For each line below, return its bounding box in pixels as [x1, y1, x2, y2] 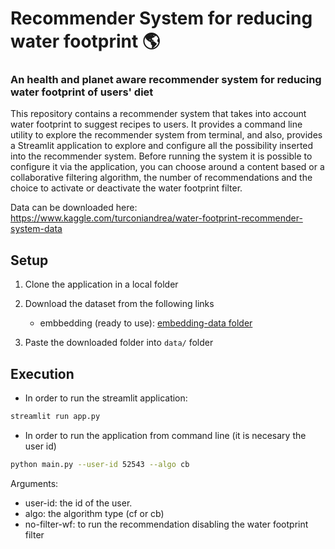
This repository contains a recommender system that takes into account [10, 108, 307, 120]
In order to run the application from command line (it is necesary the [24, 429, 307, 441]
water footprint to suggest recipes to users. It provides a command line [10, 118, 303, 131]
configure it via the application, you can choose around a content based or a [10, 161, 325, 173]
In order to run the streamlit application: [24, 392, 188, 404]
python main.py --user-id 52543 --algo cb [10, 459, 190, 469]
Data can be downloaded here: [10, 202, 138, 214]
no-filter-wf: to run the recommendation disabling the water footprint [24, 518, 309, 530]
